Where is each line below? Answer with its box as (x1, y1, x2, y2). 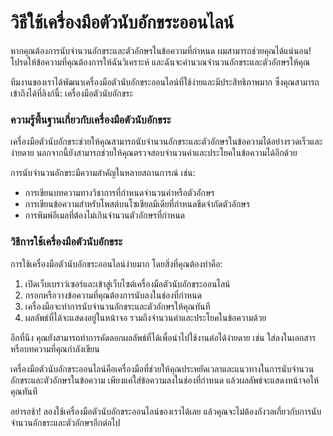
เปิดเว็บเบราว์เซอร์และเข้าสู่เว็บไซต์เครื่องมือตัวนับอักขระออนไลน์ (24, 277, 231, 290)
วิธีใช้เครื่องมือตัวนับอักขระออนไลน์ (10, 11, 235, 34)
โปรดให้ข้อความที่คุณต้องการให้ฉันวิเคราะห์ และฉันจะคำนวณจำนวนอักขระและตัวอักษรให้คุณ (10, 56, 311, 68)
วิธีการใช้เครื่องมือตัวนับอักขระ (10, 235, 123, 249)
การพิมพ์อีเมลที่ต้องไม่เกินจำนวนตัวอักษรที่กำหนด (24, 209, 186, 221)
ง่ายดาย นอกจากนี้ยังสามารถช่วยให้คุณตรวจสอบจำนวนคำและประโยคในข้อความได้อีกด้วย (10, 147, 298, 159)
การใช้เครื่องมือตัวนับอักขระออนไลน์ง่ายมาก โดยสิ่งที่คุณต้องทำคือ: (10, 257, 223, 270)
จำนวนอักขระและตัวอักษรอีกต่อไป (10, 416, 121, 428)
